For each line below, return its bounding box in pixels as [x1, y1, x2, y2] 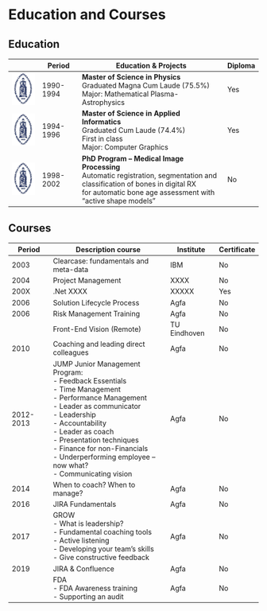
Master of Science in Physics [82, 72, 181, 81]
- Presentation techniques [52, 435, 139, 445]
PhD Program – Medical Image [82, 154, 184, 163]
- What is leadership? [52, 519, 124, 528]
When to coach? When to [52, 480, 136, 489]
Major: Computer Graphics [82, 142, 168, 152]
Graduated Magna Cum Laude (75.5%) [82, 80, 211, 90]
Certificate [219, 244, 256, 254]
